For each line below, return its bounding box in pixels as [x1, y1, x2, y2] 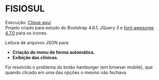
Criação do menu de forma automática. [12, 49, 95, 55]
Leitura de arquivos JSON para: [5, 39, 70, 45]
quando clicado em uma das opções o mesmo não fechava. [5, 69, 128, 75]
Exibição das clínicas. [12, 54, 59, 60]
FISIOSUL [5, 3, 45, 14]
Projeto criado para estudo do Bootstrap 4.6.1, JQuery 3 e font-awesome [5, 24, 154, 30]
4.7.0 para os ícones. [5, 30, 48, 36]
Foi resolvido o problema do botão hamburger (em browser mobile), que [5, 64, 153, 70]
